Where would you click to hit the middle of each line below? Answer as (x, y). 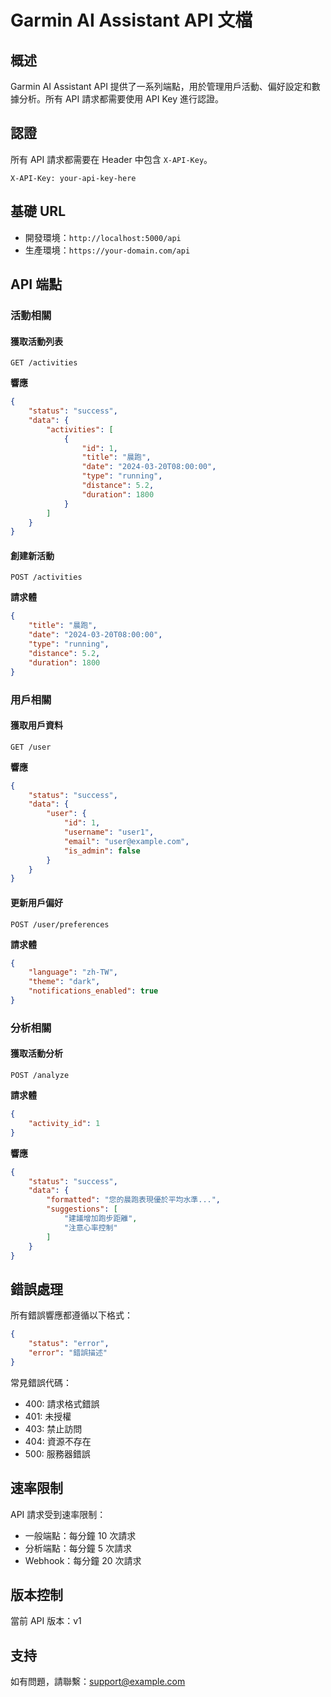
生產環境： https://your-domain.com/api (107, 250)
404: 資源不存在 (58, 1441)
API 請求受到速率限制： (58, 1514)
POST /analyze (40, 1076)
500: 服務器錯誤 (57, 1453)
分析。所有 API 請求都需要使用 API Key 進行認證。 (121, 99)
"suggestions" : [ (82, 1209)
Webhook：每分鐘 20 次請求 (83, 1560)
